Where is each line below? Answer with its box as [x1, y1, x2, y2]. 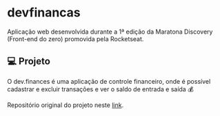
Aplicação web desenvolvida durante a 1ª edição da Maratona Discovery [7, 27, 213, 36]
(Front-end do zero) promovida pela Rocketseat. [7, 34, 144, 43]
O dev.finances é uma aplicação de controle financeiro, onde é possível [7, 77, 211, 85]
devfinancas [7, 5, 81, 21]
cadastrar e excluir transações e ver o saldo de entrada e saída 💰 [7, 84, 194, 93]
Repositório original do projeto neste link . [7, 101, 124, 109]
